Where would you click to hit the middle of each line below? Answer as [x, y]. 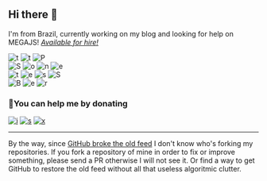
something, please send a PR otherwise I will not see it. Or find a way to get [132, 160]
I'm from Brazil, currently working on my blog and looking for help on [121, 33]
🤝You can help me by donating [68, 103]
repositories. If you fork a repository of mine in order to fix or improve [122, 152]
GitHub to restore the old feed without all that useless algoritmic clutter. [125, 169]
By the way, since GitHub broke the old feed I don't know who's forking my [131, 144]
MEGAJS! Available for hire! [54, 42]
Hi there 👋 [33, 15]
